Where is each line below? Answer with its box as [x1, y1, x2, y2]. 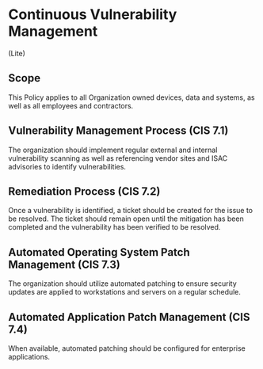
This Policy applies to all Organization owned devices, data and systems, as [8, 93, 255, 102]
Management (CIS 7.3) [8, 257, 120, 271]
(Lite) [8, 48, 26, 58]
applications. [8, 352, 50, 361]
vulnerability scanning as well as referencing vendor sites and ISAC [8, 153, 228, 163]
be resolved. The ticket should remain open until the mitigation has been [8, 214, 244, 223]
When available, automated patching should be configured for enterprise [8, 344, 246, 353]
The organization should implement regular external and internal [8, 145, 218, 154]
